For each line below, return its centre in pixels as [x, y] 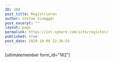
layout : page [18, 28]
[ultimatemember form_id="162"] [38, 55]
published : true [21, 37]
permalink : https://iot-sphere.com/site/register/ [57, 32]
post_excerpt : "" [22, 23]
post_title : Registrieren [31, 14]
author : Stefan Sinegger [30, 18]
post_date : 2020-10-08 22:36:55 [37, 41]
